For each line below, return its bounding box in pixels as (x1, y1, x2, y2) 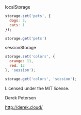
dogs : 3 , (9, 18, 27, 23)
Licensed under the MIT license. (5, 85, 69, 91)
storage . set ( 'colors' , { (5, 54, 55, 59)
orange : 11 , (9, 58, 34, 64)
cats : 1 (9, 22, 25, 27)
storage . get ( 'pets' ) (5, 36, 47, 41)
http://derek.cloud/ (5, 104, 43, 110)
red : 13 (9, 63, 25, 68)
